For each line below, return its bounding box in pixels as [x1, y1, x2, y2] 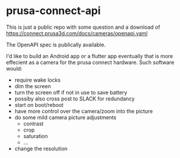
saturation [23, 132, 48, 139]
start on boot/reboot [14, 101, 64, 108]
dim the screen [14, 82, 51, 89]
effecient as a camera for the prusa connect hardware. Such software [6, 59, 175, 66]
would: [6, 65, 22, 72]
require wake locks [14, 76, 61, 83]
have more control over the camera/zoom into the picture [14, 107, 153, 115]
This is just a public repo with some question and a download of [6, 23, 160, 31]
